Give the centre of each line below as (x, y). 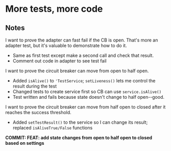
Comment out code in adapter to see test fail (59, 61)
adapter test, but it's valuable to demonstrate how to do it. (66, 46)
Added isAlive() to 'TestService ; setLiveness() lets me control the (84, 81)
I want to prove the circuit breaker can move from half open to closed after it (86, 107)
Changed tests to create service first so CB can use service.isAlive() (87, 92)
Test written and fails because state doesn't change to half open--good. (89, 97)
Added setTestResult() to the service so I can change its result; (80, 122)
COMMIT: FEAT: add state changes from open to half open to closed (79, 138)
